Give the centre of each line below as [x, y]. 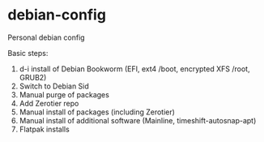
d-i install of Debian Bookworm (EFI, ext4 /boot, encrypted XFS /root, [134, 69]
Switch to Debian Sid [54, 86]
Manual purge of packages [64, 94]
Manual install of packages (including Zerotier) [97, 112]
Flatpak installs [44, 129]
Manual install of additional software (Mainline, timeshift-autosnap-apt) [138, 120]
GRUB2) [33, 77]
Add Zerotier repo [49, 103]
